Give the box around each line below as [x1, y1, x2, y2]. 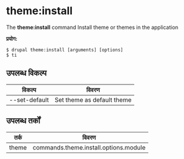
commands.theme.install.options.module [32, 143, 146, 151]
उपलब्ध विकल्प [6, 68, 47, 78]
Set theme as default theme [54, 96, 132, 104]
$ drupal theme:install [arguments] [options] [6, 47, 123, 53]
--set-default [9, 96, 49, 104]
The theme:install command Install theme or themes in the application [6, 24, 179, 31]
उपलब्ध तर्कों [6, 116, 40, 126]
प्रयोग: [6, 35, 18, 42]
